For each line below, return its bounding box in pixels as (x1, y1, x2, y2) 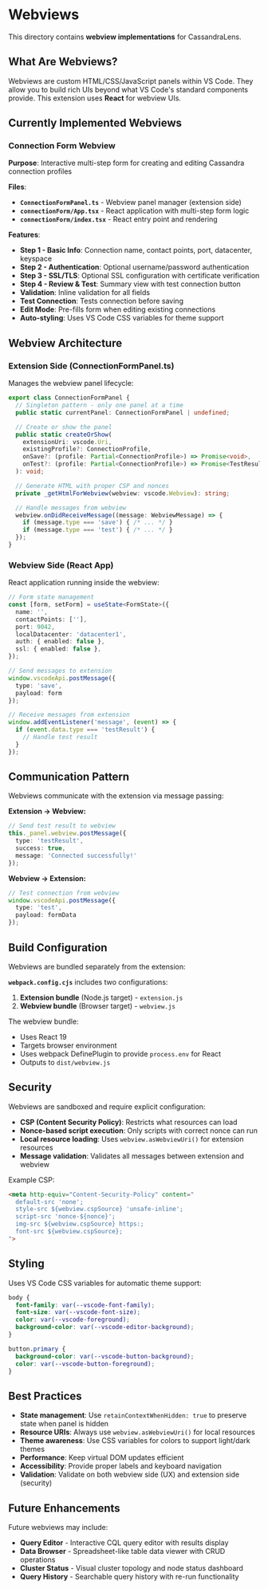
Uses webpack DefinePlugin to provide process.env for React (19, 1048, 222, 1058)
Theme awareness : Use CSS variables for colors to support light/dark (19, 1436, 250, 1445)
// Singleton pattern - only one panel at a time (15, 401, 183, 409)
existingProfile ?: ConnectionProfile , (22, 445, 152, 454)
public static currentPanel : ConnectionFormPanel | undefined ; (15, 408, 230, 416)
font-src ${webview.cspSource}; (15, 1228, 124, 1236)
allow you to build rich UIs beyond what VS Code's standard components (8, 85, 249, 94)
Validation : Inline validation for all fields (19, 288, 150, 297)
